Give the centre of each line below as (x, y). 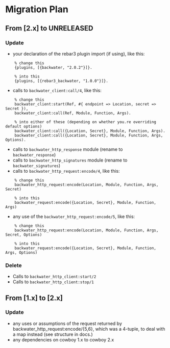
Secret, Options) (24, 235)
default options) (24, 126)
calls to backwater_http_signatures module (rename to (70, 160)
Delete (14, 265)
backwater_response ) (34, 154)
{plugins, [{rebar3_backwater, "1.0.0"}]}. (62, 81)
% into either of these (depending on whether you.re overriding (86, 122)
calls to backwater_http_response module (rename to (68, 149)
